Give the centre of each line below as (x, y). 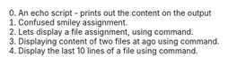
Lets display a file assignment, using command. (105, 32)
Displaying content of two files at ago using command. (118, 41)
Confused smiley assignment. (73, 22)
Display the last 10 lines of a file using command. (108, 51)
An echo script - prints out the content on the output (114, 13)
